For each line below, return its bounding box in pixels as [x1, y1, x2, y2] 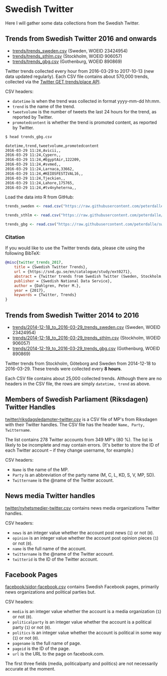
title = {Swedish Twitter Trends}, [14, 265, 88, 270]
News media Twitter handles [5, 492, 95, 500]
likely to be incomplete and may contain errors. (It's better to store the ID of [5, 442, 160, 448]
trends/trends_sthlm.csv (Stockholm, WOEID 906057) [12, 53, 123, 59]
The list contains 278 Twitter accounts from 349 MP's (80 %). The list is [5, 436, 153, 443]
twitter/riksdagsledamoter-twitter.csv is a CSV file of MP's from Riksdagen [5, 416, 158, 422]
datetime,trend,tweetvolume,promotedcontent [5, 143, 99, 148]
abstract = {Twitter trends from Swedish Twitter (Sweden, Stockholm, [14, 274, 164, 279]
